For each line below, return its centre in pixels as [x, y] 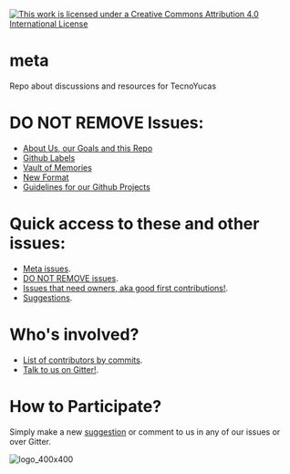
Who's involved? [74, 334]
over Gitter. [31, 441]
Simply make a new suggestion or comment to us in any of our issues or [145, 432]
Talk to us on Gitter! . [61, 369]
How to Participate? [86, 406]
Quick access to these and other [135, 224]
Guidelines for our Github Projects [86, 186]
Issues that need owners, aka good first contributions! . [125, 288]
